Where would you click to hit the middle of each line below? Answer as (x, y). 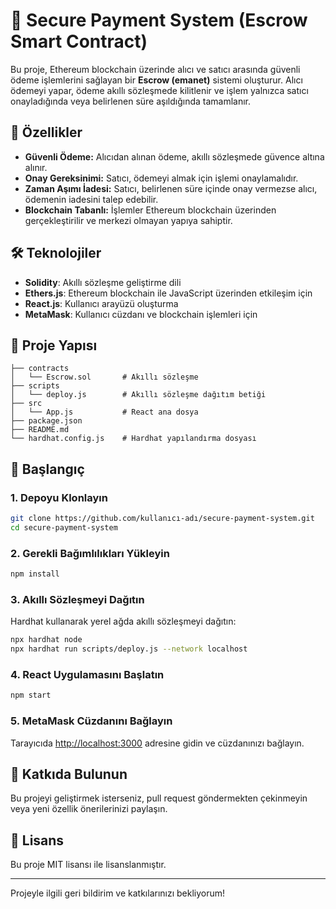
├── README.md (40, 430)
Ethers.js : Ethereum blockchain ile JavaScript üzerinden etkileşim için (168, 293)
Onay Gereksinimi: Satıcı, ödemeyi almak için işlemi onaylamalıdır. (161, 178)
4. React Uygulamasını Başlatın (87, 674)
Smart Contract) (79, 41)
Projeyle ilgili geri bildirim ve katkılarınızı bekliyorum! (118, 893)
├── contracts (40, 369)
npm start (31, 695)
